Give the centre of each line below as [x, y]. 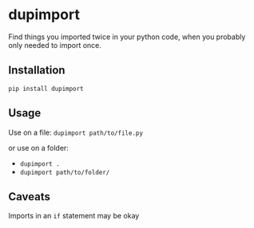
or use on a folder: [39, 147]
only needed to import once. [55, 45]
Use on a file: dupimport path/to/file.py [76, 132]
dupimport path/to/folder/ [65, 172]
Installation [37, 71]
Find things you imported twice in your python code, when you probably [127, 37]
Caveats [29, 197]
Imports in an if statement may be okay [74, 216]
